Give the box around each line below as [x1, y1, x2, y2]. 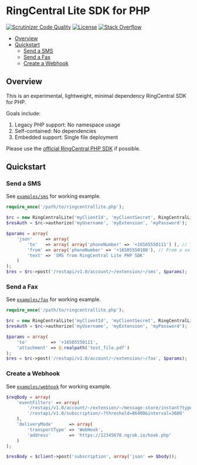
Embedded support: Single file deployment [14, 134, 118, 141]
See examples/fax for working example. [6, 296, 101, 303]
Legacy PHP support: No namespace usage [14, 121, 121, 128]
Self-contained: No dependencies [14, 127, 97, 134]
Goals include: [6, 110, 41, 117]
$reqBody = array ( [6, 394, 51, 400]
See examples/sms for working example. [6, 193, 101, 200]
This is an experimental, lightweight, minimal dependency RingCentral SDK [6, 92, 186, 99]
